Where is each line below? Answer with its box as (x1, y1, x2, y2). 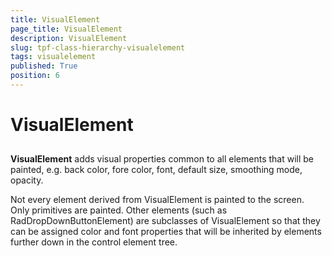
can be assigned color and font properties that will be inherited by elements (10, 226, 322, 238)
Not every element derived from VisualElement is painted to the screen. (10, 194, 305, 206)
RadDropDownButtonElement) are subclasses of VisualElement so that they (10, 215, 321, 227)
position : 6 (10, 71, 60, 81)
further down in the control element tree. (10, 236, 178, 248)
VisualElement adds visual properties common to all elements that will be (10, 153, 315, 165)
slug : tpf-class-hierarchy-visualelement (10, 42, 186, 53)
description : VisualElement (10, 33, 128, 43)
